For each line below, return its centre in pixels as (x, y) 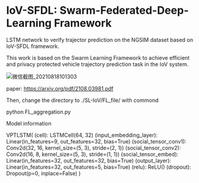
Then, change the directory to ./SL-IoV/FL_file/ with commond (82, 100)
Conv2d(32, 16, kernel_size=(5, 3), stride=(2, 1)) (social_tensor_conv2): (94, 148)
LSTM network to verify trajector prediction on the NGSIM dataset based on (100, 40)
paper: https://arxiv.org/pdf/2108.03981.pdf (60, 88)
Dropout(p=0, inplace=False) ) (43, 173)
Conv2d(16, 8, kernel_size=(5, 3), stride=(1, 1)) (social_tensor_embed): (92, 154)
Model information (29, 123)
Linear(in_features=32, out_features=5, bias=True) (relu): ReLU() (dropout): (99, 167)
